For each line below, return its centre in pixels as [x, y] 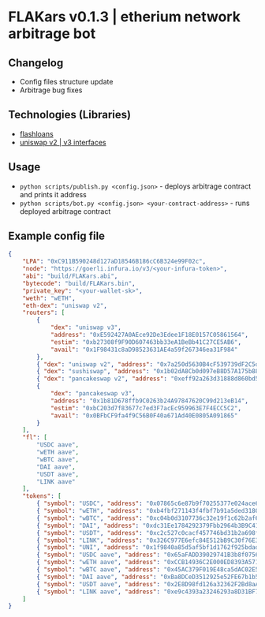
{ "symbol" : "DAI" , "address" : [88, 525]
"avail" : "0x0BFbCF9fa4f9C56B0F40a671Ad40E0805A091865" [144, 415]
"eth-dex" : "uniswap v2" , [65, 305]
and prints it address [53, 194]
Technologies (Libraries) [70, 115]
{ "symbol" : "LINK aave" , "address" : [98, 592]
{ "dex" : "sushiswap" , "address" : [93, 372]
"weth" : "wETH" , [49, 298]
